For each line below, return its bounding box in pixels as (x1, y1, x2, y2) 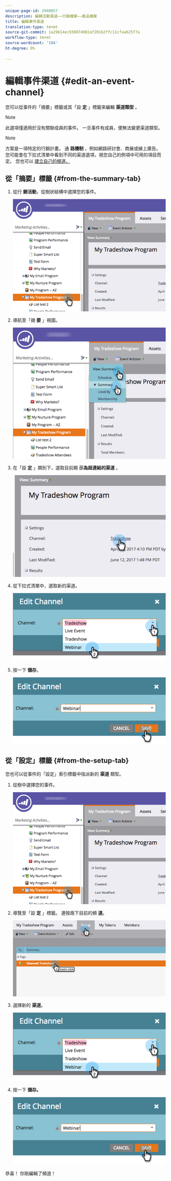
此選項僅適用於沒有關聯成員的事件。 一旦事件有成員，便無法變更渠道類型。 (5, 125, 163, 131)
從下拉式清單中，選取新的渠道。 (12, 583, 80, 589)
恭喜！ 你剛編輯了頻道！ (5, 1170, 56, 1176)
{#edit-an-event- (61, 75, 135, 87)
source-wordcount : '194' (5, 41, 58, 46)
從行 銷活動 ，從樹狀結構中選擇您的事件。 (12, 189, 99, 195)
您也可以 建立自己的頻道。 (15, 158, 70, 164)
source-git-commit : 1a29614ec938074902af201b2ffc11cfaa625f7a (5, 30, 140, 35)
